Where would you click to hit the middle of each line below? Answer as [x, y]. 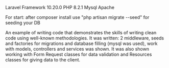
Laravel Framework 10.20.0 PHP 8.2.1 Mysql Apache [60, 7]
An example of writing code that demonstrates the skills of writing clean [81, 32]
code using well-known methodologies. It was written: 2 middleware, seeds [85, 38]
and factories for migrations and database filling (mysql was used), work [81, 43]
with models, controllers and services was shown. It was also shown [77, 49]
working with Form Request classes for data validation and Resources [79, 54]
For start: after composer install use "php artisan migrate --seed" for [77, 17]
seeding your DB [23, 23]
